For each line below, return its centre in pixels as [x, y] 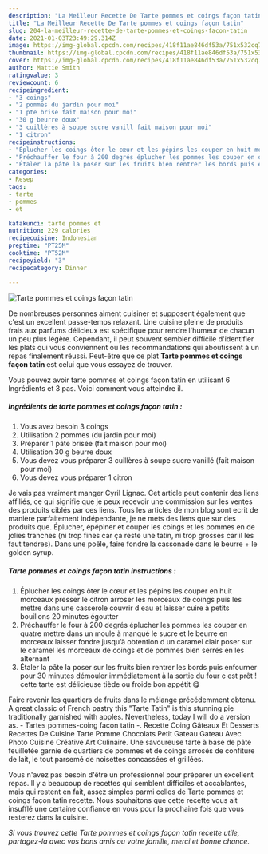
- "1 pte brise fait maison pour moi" [73, 113]
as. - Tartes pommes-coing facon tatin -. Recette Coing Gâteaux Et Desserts [134, 725]
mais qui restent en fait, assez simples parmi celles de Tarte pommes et [126, 792]
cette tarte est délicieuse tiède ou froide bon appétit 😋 [110, 684]
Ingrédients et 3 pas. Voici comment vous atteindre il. [96, 388]
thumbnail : [26, 53]
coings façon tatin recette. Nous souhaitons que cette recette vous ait [123, 800]
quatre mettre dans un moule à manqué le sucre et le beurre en [124, 633]
